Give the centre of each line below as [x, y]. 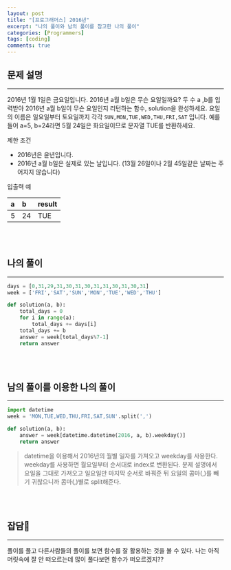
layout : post [26, 13]
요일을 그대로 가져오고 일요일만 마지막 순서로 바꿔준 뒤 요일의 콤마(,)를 [118, 473]
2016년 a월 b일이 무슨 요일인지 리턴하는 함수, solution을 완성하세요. [116, 108]
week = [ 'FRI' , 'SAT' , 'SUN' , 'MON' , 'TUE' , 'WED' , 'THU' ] [84, 293]
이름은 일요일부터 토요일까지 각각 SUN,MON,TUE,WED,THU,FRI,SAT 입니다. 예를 [117, 116]
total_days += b [43, 330]
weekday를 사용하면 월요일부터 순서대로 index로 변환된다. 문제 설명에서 [121, 464]
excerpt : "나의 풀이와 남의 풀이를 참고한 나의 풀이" [73, 26]
